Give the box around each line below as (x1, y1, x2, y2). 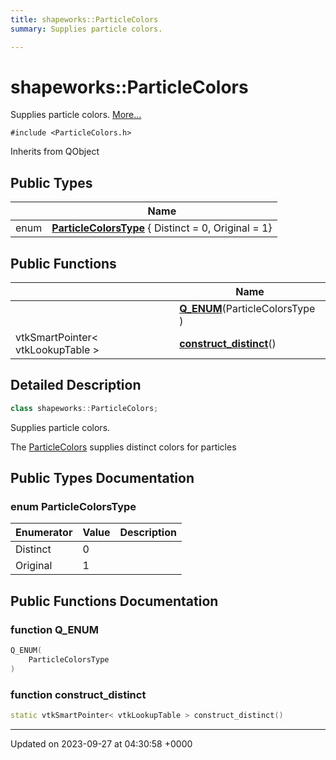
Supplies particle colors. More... (10, 109, 142, 121)
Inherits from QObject (10, 146, 100, 158)
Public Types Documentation (10, 470, 195, 487)
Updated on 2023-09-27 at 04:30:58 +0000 (10, 737, 193, 750)
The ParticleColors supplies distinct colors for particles (10, 441, 237, 453)
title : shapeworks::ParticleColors (10, 14, 159, 25)
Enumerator (15, 526, 73, 540)
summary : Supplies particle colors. (10, 24, 163, 34)
